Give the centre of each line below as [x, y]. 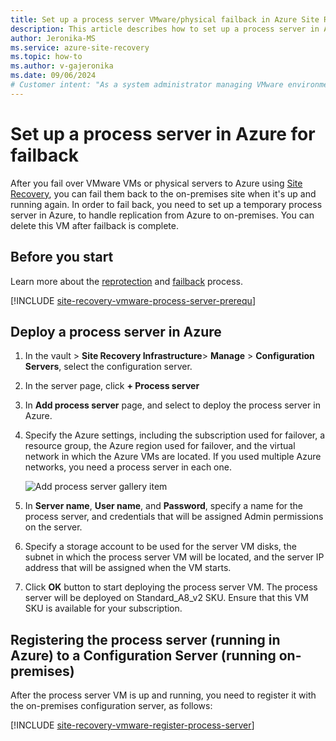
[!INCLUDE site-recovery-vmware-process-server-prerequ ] [133, 300]
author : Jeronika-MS [53, 38]
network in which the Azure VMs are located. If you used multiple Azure [173, 457]
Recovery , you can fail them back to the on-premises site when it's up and [163, 193]
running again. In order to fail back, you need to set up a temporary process [166, 204]
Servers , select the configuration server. [108, 367]
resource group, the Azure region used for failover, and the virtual [160, 446]
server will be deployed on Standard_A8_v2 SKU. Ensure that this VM [166, 598]
